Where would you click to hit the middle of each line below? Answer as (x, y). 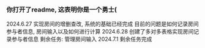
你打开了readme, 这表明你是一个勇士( (62, 9)
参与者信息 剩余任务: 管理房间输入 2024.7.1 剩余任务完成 (82, 39)
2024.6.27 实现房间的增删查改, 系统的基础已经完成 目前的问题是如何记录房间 (102, 24)
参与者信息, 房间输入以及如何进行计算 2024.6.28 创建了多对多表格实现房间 (100, 32)
